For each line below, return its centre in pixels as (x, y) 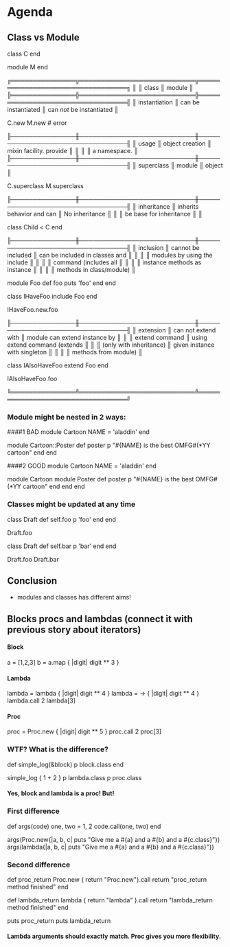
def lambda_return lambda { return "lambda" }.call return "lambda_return (110, 900)
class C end (24, 54)
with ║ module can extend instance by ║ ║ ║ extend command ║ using (107, 338)
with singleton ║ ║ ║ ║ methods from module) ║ (75, 352)
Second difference (39, 865)
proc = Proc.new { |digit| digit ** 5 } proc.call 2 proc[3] (84, 731)
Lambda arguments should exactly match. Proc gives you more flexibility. (114, 936)
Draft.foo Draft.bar (33, 559)
